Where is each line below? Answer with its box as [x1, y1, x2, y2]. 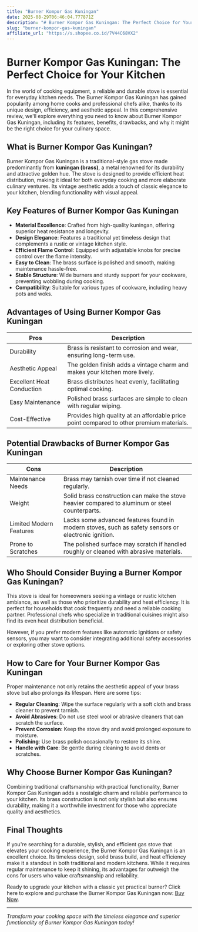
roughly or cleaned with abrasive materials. [63, 547, 183, 556]
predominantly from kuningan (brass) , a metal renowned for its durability [6, 164, 184, 171]
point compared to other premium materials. [67, 418, 189, 426]
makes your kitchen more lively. [67, 368, 155, 376]
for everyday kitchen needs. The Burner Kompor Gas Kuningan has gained [6, 94, 187, 101]
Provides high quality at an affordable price [67, 411, 186, 419]
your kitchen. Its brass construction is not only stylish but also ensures [6, 795, 178, 802]
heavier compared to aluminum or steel [63, 499, 172, 507]
